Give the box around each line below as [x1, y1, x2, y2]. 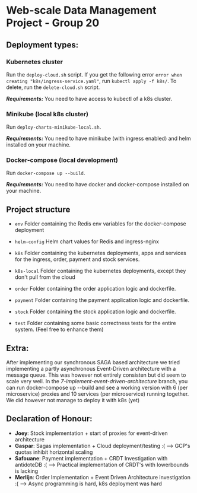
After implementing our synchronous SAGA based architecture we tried [6, 359, 180, 366]
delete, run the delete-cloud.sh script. [6, 84, 100, 91]
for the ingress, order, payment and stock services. [14, 256, 140, 263]
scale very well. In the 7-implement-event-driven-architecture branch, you [6, 378, 188, 385]
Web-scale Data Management [6, 4, 157, 17]
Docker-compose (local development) [6, 156, 119, 164]
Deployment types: [6, 40, 79, 50]
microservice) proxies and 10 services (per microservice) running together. [6, 390, 189, 397]
